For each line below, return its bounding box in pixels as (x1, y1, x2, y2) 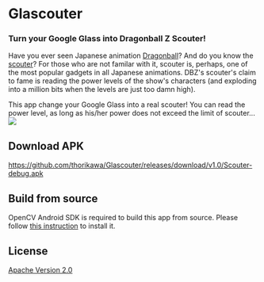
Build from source (8, 192, 98, 205)
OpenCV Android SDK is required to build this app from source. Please (8, 213, 239, 223)
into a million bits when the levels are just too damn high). (8, 85, 196, 94)
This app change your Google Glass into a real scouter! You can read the (8, 100, 246, 109)
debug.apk (8, 169, 44, 178)
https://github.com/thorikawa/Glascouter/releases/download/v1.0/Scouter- (8, 160, 253, 170)
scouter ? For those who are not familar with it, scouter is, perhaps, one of (8, 59, 248, 69)
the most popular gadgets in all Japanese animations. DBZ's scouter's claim (8, 68, 256, 78)
